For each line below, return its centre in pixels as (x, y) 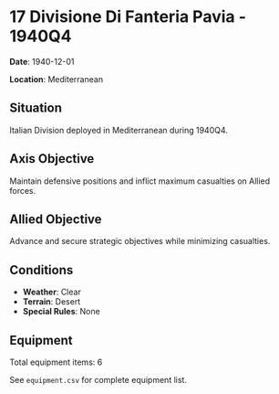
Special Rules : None (61, 312)
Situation (36, 108)
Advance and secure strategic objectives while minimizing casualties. (140, 241)
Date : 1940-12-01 (42, 61)
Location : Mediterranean (56, 79)
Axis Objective (52, 159)
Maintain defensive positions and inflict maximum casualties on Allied (140, 181)
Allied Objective (56, 219)
